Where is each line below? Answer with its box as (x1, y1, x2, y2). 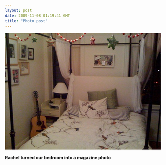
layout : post (5, 8, 32, 13)
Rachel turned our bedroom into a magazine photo (5, 155, 111, 161)
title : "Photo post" (5, 18, 48, 23)
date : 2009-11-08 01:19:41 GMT (5, 13, 70, 18)
